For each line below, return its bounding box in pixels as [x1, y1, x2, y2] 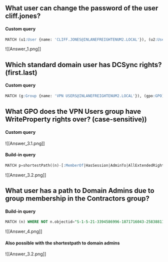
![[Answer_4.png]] [5, 228, 42, 234]
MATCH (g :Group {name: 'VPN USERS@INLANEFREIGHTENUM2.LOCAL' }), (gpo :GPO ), [5, 94, 166, 99]
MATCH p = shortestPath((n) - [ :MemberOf [5, 163, 84, 168]
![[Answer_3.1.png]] [5, 140, 45, 146]
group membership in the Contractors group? [5, 194, 150, 202]
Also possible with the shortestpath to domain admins [5, 240, 120, 246]
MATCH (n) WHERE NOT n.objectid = [5, 219, 75, 224]
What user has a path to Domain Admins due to [5, 186, 154, 195]
